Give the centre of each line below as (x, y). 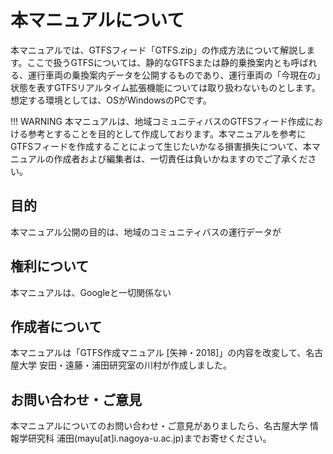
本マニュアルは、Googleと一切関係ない (91, 292)
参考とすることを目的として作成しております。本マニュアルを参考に (167, 133)
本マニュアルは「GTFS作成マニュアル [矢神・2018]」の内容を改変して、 (158, 353)
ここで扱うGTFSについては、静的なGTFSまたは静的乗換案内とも (159, 62)
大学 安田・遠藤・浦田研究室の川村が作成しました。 (125, 365)
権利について (50, 266)
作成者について (56, 326)
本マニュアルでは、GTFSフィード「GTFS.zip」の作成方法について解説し (158, 50)
